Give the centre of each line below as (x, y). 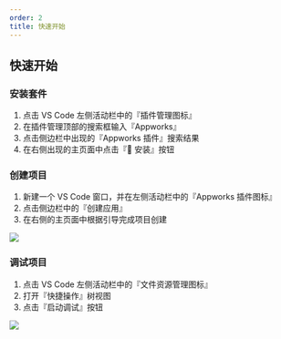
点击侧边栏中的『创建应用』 (75, 208)
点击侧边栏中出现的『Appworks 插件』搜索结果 (111, 139)
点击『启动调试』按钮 (62, 307)
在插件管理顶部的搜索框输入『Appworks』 (102, 127)
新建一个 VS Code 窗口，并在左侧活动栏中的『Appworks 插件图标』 (150, 197)
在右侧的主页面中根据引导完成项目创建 (94, 220)
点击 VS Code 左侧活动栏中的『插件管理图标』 (109, 116)
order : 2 (26, 18)
